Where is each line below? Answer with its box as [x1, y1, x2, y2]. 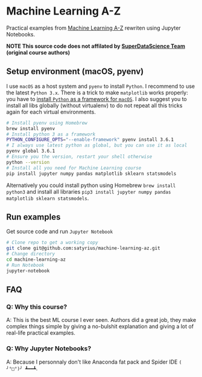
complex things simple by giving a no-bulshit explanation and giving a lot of [6, 323, 194, 330]
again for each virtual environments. [6, 108, 96, 116]
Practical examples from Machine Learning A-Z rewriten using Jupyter [6, 24, 181, 31]
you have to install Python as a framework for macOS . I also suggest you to [6, 95, 187, 102]
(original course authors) [6, 48, 71, 56]
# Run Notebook [6, 262, 45, 268]
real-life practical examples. [6, 329, 75, 336]
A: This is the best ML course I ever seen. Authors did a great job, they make [6, 316, 197, 324]
